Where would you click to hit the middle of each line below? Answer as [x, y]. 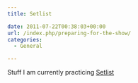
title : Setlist [30, 14]
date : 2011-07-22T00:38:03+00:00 [57, 26]
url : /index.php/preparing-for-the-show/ [69, 33]
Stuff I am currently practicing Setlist [61, 72]
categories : [25, 39]
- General [28, 46]
